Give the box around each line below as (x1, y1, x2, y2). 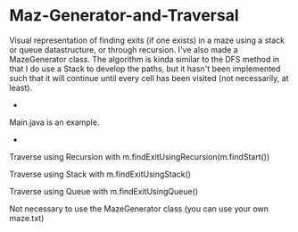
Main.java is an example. (9, 117, 100, 128)
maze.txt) (9, 212, 45, 223)
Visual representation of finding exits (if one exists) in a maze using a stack (9, 35, 286, 46)
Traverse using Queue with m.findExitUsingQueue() (9, 186, 199, 196)
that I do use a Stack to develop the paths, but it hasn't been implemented (9, 63, 281, 74)
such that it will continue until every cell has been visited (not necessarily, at (9, 72, 289, 83)
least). (9, 82, 33, 93)
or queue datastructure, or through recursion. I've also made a (9, 44, 238, 54)
